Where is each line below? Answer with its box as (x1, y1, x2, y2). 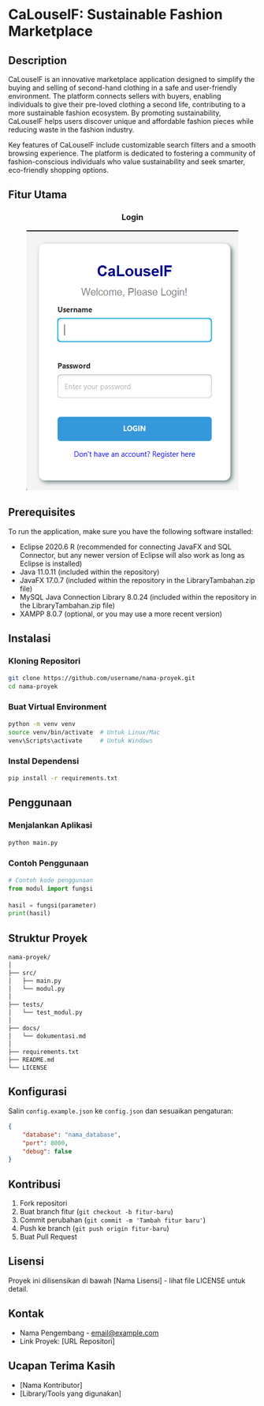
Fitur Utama (8, 188, 68, 202)
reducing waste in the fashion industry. (8, 125, 135, 134)
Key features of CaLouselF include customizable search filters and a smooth (8, 140, 256, 149)
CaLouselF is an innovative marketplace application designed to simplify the (8, 75, 255, 84)
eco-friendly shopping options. (8, 166, 109, 174)
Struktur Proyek (8, 931, 88, 944)
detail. (8, 1284, 29, 1293)
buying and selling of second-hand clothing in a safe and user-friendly (8, 83, 238, 92)
